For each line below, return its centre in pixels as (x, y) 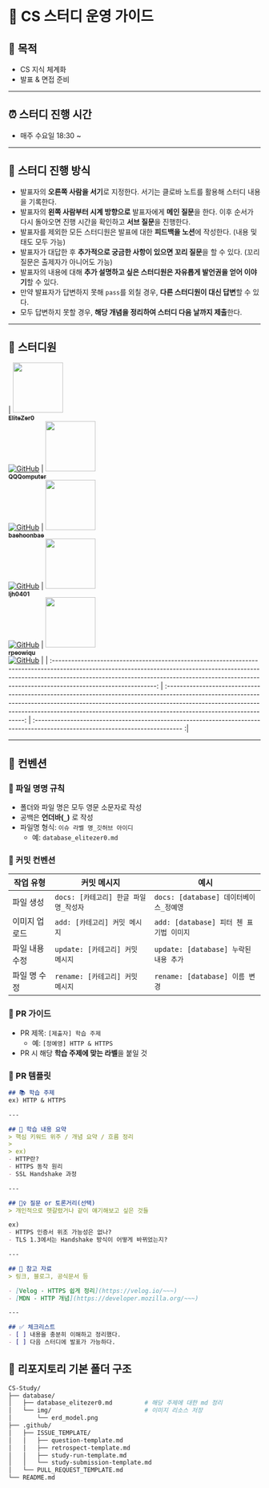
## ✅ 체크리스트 (32, 1327)
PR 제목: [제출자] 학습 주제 (60, 1033)
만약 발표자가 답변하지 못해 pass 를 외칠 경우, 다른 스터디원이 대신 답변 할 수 (135, 292)
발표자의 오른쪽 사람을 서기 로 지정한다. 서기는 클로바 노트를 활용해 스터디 (133, 191)
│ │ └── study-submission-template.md (80, 1463)
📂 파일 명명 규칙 (37, 788)
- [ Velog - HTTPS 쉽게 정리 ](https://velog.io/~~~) (93, 1291)
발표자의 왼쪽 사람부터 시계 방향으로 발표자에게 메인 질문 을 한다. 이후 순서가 (137, 211)
